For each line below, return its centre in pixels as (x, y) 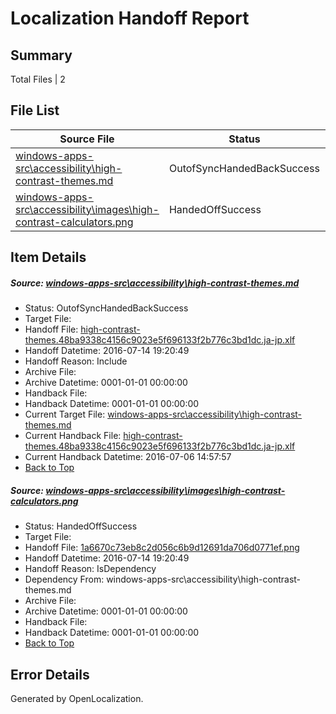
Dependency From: (64, 579)
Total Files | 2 (38, 79)
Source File (87, 139)
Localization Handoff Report (130, 18)
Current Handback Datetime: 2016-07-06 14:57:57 (128, 457)
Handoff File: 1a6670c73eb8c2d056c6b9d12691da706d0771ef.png (162, 548)
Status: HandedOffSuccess (81, 526)
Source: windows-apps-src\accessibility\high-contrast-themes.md (155, 283)
